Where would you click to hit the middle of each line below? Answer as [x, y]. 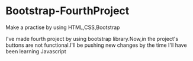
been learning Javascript [36, 51]
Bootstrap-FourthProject [67, 11]
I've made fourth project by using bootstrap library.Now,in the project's [92, 38]
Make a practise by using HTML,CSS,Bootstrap [63, 27]
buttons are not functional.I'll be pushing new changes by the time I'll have [96, 45]
